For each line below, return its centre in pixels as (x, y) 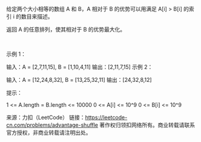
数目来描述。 (37, 16)
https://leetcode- (106, 117)
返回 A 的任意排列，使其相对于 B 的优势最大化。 (66, 29)
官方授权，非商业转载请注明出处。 (49, 133)
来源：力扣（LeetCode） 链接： (46, 117)
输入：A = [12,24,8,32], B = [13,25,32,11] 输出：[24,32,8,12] (79, 80)
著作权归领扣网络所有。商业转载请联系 (147, 125)
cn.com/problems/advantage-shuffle (52, 125)
